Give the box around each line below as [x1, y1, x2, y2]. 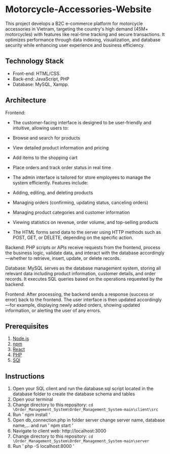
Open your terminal [12, 396, 53, 403]
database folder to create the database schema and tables [12, 391, 135, 397]
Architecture [5, 96, 47, 105]
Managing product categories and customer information [12, 209, 130, 215]
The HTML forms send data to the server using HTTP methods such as [12, 229, 161, 235]
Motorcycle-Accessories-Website [5, 4, 152, 15]
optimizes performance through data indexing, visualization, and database [5, 37, 161, 43]
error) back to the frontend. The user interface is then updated [5, 297, 136, 303]
